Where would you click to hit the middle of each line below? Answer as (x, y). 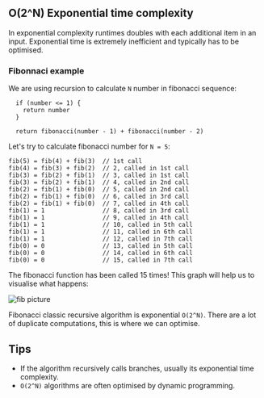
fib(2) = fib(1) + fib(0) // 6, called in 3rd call (99, 197)
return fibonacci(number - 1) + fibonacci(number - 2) (110, 132)
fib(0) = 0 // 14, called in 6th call (101, 253)
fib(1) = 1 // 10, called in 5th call (101, 225)
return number (46, 111)
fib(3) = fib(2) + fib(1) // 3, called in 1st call (99, 176)
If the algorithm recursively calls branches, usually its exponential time (137, 368)
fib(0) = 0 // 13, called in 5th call (101, 246)
